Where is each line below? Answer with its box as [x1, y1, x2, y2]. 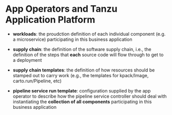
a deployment [12, 57, 42, 63]
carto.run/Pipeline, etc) [12, 78, 62, 84]
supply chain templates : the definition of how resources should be [12, 67, 155, 73]
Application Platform [5, 14, 95, 26]
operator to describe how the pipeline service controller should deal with [12, 93, 167, 99]
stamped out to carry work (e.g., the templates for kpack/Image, [12, 72, 149, 78]
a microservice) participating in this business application [12, 36, 132, 42]
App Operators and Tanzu [5, 3, 118, 15]
